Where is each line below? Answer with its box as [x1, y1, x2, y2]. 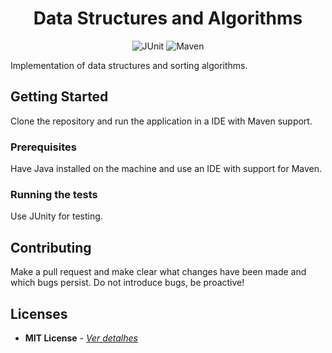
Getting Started [10, 88, 109, 106]
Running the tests [10, 187, 98, 201]
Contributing [10, 239, 92, 256]
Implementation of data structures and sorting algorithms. [10, 59, 248, 71]
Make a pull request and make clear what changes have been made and [10, 266, 307, 278]
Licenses [10, 305, 68, 322]
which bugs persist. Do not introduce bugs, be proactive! [10, 277, 245, 289]
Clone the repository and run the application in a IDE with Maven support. [10, 115, 313, 127]
